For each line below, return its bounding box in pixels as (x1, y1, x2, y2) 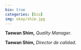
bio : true (5, 7, 26, 12)
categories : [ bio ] (5, 12, 43, 17)
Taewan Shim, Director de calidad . (5, 40, 77, 46)
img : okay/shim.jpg (5, 16, 45, 21)
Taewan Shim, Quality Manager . (5, 30, 72, 36)
